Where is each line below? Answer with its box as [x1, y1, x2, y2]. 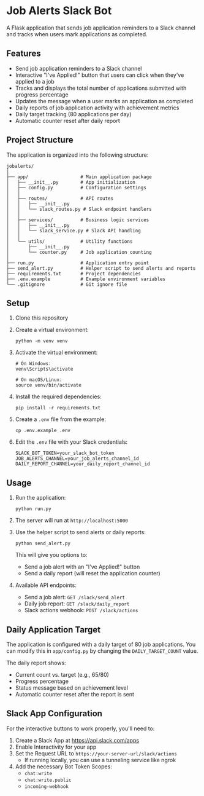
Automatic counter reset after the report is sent [15, 691, 135, 698]
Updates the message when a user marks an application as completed [15, 97, 194, 104]
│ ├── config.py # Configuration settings [6, 184, 147, 191]
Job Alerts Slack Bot [6, 4, 112, 18]
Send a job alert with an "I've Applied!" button [24, 563, 140, 570]
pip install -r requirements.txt [15, 405, 101, 411]
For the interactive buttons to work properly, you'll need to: [6, 725, 155, 732]
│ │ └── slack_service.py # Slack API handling [6, 227, 141, 234]
